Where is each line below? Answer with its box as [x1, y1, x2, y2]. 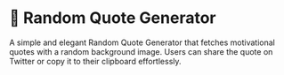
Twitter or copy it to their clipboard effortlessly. [9, 56, 182, 66]
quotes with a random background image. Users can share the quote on [9, 46, 273, 56]
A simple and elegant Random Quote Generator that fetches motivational [9, 37, 276, 48]
